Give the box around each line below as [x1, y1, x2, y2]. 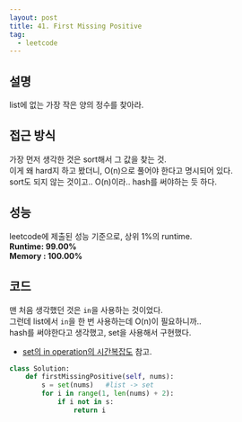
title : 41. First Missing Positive [9, 22, 143, 31]
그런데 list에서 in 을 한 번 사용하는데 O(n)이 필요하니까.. [9, 316, 202, 327]
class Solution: [9, 364, 70, 373]
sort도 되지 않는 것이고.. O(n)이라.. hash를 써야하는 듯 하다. [9, 176, 218, 187]
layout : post [9, 13, 58, 22]
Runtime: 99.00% [9, 240, 77, 252]
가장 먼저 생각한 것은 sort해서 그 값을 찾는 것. [9, 154, 168, 165]
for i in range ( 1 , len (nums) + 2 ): [41, 389, 175, 399]
